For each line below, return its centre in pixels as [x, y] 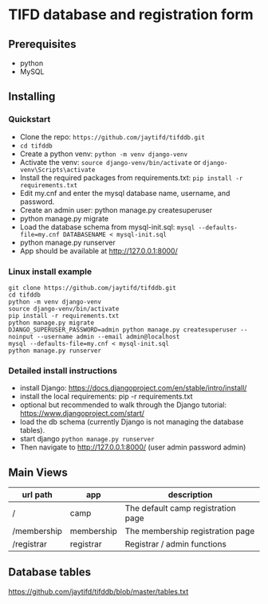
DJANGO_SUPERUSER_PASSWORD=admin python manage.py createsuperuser [123, 329]
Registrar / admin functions [176, 544]
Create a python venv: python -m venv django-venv [104, 154]
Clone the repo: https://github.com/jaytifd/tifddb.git [112, 136]
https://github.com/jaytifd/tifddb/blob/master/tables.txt [99, 591]
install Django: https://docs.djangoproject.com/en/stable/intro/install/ [133, 388]
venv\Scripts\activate [57, 170]
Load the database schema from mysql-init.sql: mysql [107, 227]
